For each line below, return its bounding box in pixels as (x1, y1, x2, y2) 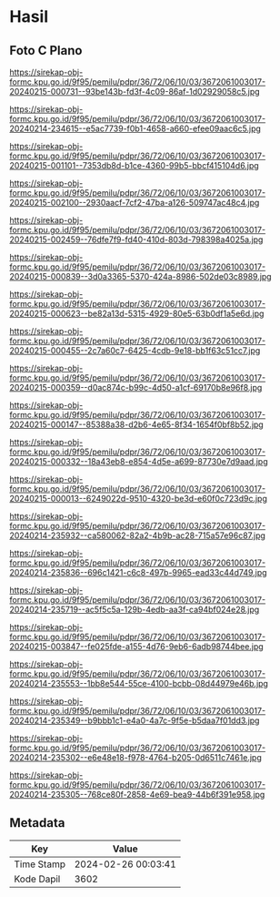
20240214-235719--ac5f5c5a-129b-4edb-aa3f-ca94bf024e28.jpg (9, 604, 260, 615)
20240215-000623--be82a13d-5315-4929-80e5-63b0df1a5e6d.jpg (9, 308, 265, 319)
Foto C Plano (9, 43, 83, 58)
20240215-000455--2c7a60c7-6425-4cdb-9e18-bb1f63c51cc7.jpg (9, 345, 261, 356)
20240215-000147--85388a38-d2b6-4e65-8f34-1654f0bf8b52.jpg (9, 419, 264, 430)
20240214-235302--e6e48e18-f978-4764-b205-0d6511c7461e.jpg (9, 752, 262, 762)
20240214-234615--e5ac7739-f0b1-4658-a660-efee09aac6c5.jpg (9, 123, 262, 134)
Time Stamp (14, 858, 66, 871)
